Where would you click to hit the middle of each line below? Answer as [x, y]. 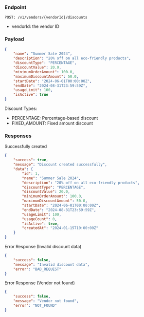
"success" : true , [31, 160]
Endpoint [16, 7]
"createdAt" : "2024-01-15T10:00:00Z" [60, 228]
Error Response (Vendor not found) [40, 283]
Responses [18, 136]
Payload [14, 39]
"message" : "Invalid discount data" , [52, 264]
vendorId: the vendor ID [35, 26]
